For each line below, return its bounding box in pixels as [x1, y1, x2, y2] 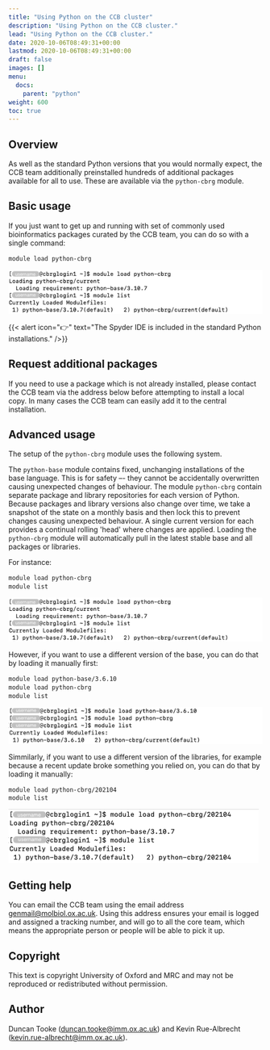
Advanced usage [8, 428, 96, 441]
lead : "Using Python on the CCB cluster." [8, 30, 153, 38]
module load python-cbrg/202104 [8, 785, 117, 794]
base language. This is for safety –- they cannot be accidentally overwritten [8, 473, 260, 483]
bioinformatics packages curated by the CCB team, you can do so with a [8, 229, 249, 239]
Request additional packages [8, 358, 158, 371]
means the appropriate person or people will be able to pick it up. [8, 926, 226, 935]
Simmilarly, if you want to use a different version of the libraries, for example [8, 751, 262, 762]
